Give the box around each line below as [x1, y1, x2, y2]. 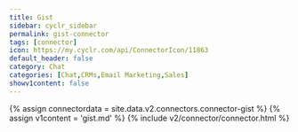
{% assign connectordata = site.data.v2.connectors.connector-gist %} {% [9, 103, 281, 113]
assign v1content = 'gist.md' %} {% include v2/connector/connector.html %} [9, 113, 290, 123]
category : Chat [9, 63, 66, 72]
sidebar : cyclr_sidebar [9, 21, 98, 30]
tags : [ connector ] [9, 37, 77, 47]
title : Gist [9, 12, 53, 22]
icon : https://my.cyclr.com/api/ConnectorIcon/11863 [9, 46, 209, 55]
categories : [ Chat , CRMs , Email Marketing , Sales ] [9, 71, 189, 80]
